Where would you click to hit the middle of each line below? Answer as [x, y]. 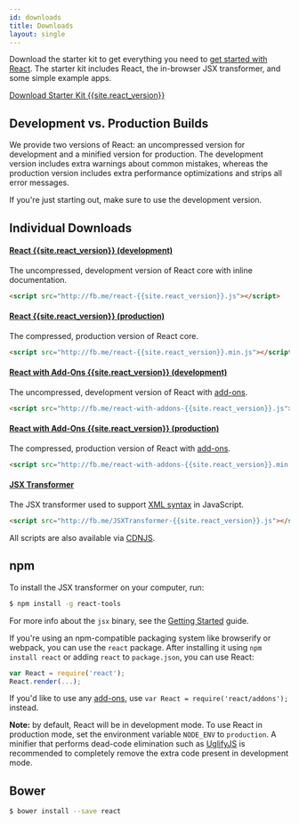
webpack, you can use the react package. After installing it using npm [136, 647]
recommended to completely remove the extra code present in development [149, 754]
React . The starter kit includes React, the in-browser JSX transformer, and [145, 69]
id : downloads [36, 17]
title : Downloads [41, 26]
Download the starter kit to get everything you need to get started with [138, 60]
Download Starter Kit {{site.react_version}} [87, 95]
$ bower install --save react [65, 812]
